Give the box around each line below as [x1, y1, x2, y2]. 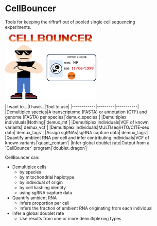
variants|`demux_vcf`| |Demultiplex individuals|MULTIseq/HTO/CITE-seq [5, 124, 150, 130]
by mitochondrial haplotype [19, 174, 74, 180]
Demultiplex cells [12, 164, 47, 170]
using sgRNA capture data [19, 190, 72, 196]
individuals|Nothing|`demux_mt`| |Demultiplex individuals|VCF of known [5, 120, 149, 125]
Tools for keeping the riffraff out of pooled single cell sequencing [5, 19, 135, 25]
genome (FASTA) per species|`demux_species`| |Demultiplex [5, 114, 127, 120]
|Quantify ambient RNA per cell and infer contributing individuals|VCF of [5, 135, 150, 141]
